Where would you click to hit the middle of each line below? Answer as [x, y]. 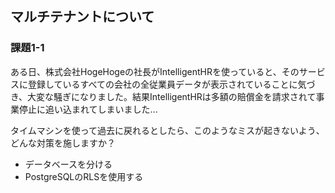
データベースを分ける [68, 164]
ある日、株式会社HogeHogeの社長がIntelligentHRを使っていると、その [155, 71]
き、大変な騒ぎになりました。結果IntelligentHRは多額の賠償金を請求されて [163, 96]
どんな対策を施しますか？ [63, 143]
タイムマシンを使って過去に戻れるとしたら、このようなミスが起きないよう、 [167, 130]
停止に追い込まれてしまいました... [88, 109]
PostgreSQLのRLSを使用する [84, 176]
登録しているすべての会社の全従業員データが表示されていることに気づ [171, 84]
